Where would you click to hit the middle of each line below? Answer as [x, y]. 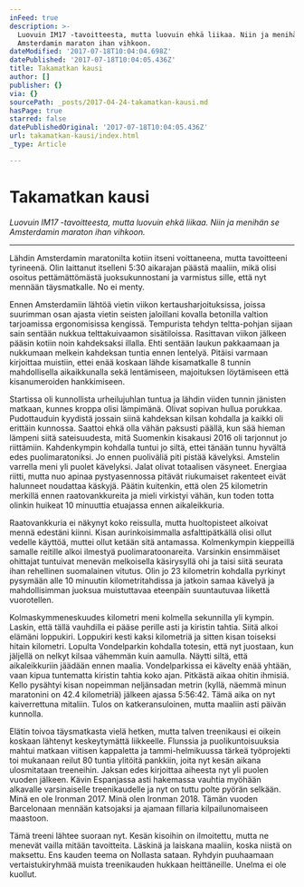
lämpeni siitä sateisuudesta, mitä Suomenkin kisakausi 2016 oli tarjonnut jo [148, 437]
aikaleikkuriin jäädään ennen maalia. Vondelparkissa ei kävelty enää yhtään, [151, 665]
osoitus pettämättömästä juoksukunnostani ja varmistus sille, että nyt [138, 277]
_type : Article [38, 144]
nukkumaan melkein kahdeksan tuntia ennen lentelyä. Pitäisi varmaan [139, 352]
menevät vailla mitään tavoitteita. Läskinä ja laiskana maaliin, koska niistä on [151, 845]
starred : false [38, 119]
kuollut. [24, 874]
